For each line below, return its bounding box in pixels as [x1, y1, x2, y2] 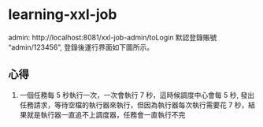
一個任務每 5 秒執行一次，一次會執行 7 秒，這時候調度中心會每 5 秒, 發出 [19, 90, 254, 99]
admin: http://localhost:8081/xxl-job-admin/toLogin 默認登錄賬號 [8, 32, 217, 42]
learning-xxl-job [8, 6, 117, 24]
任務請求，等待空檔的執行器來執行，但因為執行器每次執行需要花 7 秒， [19, 100, 249, 110]
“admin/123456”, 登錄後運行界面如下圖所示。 [8, 42, 154, 52]
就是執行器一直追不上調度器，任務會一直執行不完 [26, 110, 186, 119]
